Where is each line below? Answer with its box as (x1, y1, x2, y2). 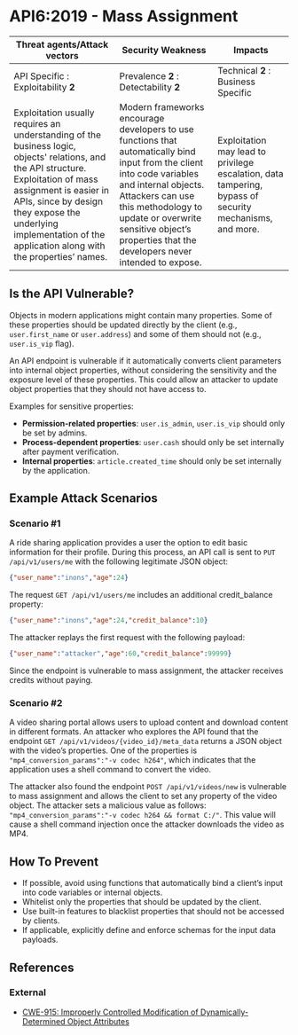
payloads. (21, 934, 59, 945)
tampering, (216, 178, 263, 191)
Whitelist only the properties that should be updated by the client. (21, 897, 262, 907)
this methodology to (119, 200, 203, 213)
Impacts (233, 43, 269, 56)
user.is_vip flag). (9, 338, 74, 349)
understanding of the (13, 129, 102, 141)
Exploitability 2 (13, 81, 75, 93)
